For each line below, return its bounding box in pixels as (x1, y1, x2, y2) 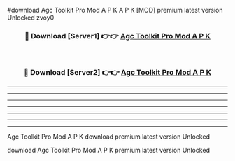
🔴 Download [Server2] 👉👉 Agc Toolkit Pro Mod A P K (23, 68, 212, 78)
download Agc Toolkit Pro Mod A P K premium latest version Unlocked (7, 146, 210, 154)
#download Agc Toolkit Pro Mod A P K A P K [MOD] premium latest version (7, 6, 223, 14)
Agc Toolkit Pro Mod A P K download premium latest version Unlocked (7, 132, 210, 141)
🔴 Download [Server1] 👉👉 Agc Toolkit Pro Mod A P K (24, 31, 211, 41)
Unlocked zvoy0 (7, 13, 55, 22)
